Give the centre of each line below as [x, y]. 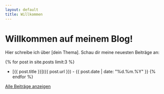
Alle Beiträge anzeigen [28, 87]
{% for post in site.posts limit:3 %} [40, 62]
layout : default [22, 10]
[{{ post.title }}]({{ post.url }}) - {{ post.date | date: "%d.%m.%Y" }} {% [84, 72]
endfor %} [23, 77]
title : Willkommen [24, 14]
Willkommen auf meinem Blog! [69, 39]
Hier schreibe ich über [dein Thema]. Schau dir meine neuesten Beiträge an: [82, 52]
